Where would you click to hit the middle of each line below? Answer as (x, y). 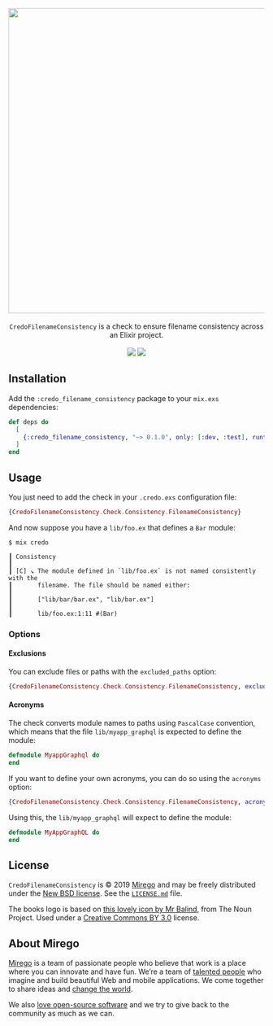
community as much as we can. (62, 1014)
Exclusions (27, 653)
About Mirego (44, 943)
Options (24, 634)
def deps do (28, 422)
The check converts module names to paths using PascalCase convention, (132, 723)
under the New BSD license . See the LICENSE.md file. (95, 893)
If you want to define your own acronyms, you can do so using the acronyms (135, 778)
